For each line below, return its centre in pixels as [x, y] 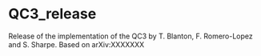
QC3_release [52, 14]
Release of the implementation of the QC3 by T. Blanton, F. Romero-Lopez [131, 36]
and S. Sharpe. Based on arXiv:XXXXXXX [76, 44]
